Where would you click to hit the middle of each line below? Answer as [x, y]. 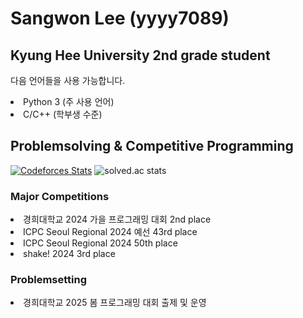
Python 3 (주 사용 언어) [69, 101]
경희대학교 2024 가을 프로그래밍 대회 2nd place [117, 219]
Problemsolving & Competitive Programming [152, 146]
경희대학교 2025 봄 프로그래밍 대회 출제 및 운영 [115, 303]
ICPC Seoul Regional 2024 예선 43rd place [110, 232]
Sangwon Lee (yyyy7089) [120, 18]
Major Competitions [60, 196]
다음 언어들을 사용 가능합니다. [68, 80]
